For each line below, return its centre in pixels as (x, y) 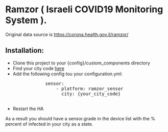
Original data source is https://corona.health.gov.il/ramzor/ (67, 34)
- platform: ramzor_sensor (90, 89)
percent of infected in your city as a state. (49, 124)
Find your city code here (39, 68)
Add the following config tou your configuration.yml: (67, 74)
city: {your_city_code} (91, 94)
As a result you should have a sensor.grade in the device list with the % (80, 118)
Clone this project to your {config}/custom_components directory (81, 63)
